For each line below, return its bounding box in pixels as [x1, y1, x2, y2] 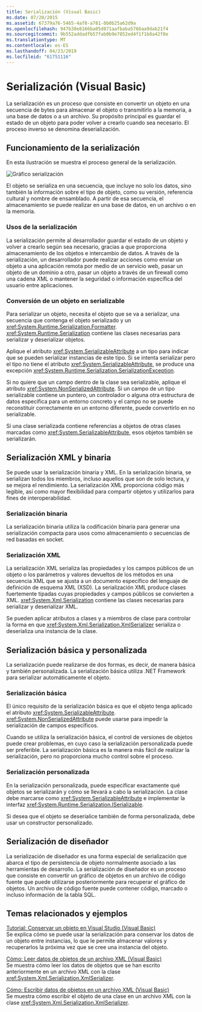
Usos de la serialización [6, 223, 77, 231]
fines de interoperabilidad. [6, 494, 72, 501]
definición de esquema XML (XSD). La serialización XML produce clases [6, 584, 186, 591]
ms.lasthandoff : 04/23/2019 [6, 48, 77, 54]
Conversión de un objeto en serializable [6, 296, 125, 305]
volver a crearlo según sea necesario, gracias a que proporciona [6, 243, 167, 250]
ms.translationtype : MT [6, 37, 66, 43]
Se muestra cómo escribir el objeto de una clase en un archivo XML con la [6, 993, 191, 1000]
